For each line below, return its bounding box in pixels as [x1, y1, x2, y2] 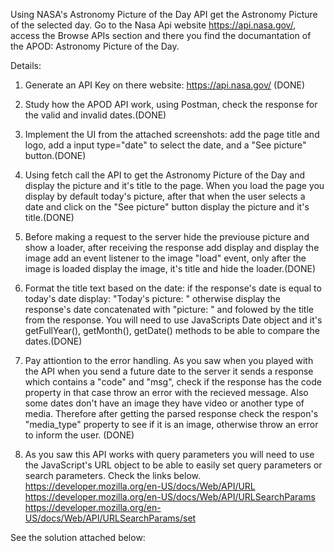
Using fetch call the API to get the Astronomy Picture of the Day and [24, 169, 306, 181]
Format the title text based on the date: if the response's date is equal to [24, 282, 322, 294]
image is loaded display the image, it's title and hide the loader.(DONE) [24, 263, 317, 274]
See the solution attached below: [10, 532, 146, 543]
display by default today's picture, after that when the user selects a [24, 190, 306, 202]
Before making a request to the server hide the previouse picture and [24, 231, 310, 243]
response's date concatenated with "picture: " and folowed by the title [24, 304, 314, 315]
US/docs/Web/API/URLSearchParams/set [24, 512, 197, 524]
